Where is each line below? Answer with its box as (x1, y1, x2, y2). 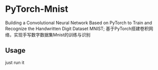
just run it (5, 59, 25, 65)
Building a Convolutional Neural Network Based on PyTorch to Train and (5, 20, 153, 26)
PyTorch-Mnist (5, 3, 69, 15)
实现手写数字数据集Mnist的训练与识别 (13, 32, 91, 37)
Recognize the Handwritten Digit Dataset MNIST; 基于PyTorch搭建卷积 (5, 26, 149, 32)
